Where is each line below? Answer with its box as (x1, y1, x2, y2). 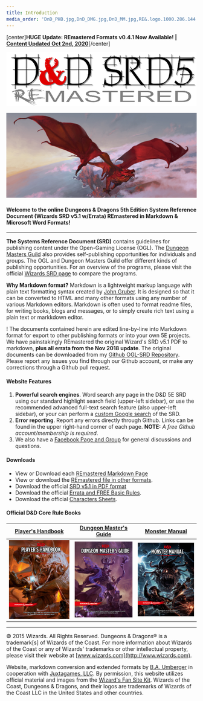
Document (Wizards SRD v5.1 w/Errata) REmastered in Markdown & (6, 212, 178, 220)
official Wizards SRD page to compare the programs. (6, 270, 138, 277)
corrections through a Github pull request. (6, 364, 111, 371)
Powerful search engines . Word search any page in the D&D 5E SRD (14, 391, 187, 399)
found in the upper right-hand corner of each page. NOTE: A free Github (14, 423, 196, 431)
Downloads (6, 456, 36, 464)
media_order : (6, 16, 39, 22)
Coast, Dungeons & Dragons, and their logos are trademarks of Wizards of (6, 682, 192, 690)
